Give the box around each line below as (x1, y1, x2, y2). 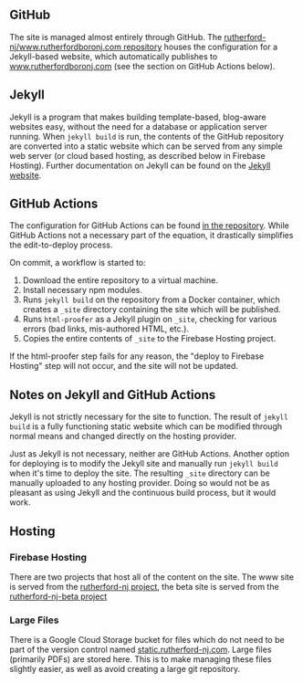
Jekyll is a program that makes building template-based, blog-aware (9, 111, 266, 122)
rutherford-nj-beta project (9, 591, 108, 602)
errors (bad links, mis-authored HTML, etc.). (22, 323, 190, 334)
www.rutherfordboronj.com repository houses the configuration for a (18, 41, 278, 52)
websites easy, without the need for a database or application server (9, 121, 267, 131)
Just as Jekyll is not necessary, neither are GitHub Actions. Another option (9, 448, 290, 459)
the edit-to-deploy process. (9, 239, 113, 250)
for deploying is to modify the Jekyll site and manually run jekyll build (9, 458, 278, 469)
